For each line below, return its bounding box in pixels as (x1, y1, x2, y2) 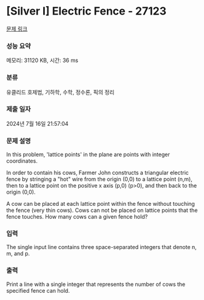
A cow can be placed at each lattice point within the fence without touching (6, 200, 195, 208)
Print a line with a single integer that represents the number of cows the (6, 281, 186, 288)
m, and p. (6, 250, 30, 257)
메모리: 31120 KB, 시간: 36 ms (6, 56, 79, 64)
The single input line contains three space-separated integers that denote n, (6, 244, 197, 251)
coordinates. (6, 157, 38, 165)
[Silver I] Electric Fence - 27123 (6, 4, 167, 18)
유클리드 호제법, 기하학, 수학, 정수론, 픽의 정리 (6, 88, 115, 95)
